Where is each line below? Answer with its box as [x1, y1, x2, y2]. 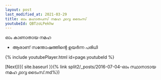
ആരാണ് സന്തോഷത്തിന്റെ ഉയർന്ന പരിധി [12, 44, 98, 50]
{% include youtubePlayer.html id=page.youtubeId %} [5, 54, 115, 60]
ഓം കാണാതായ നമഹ [5, 35, 52, 40]
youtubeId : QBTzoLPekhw [5, 21, 54, 26]
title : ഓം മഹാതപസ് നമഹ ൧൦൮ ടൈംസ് [5, 16, 87, 21]
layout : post [5, 7, 32, 12]
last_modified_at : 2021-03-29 [5, 12, 67, 17]
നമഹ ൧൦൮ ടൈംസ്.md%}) [5, 70, 60, 76]
